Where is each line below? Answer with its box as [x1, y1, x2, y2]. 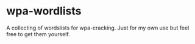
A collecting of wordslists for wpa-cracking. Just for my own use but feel [6, 24, 190, 31]
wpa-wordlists [6, 4, 82, 18]
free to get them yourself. [6, 30, 70, 37]
